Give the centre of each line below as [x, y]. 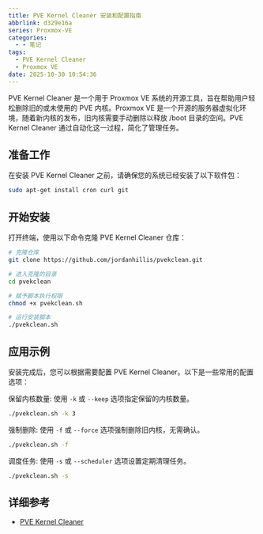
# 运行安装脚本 [30, 317]
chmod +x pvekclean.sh [45, 303]
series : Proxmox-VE [40, 30]
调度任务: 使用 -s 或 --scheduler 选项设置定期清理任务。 [100, 460]
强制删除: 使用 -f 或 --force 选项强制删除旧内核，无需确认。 [106, 430]
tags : [17, 52]
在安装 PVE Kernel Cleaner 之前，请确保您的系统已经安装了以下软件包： [125, 176]
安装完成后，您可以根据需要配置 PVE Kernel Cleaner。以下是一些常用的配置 [131, 372]
